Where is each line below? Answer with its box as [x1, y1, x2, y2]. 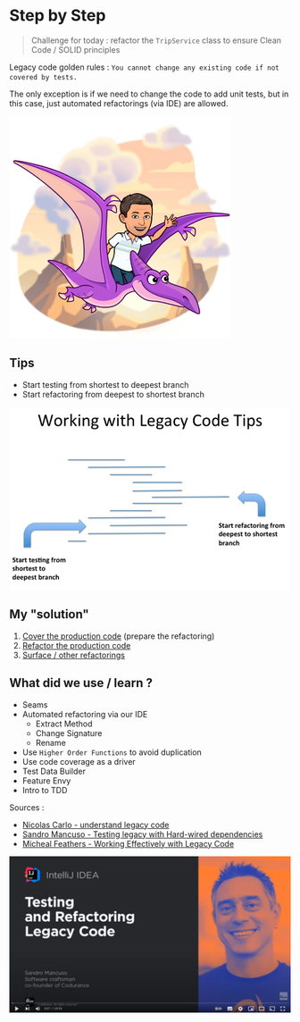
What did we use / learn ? [9, 675, 154, 691]
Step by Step [9, 5, 106, 26]
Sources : [9, 801, 45, 813]
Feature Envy [21, 775, 71, 786]
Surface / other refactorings [21, 649, 125, 660]
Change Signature [35, 727, 103, 738]
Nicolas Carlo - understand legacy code [21, 819, 170, 830]
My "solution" [9, 607, 89, 622]
